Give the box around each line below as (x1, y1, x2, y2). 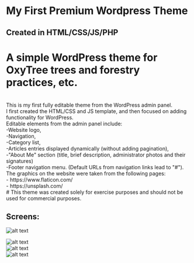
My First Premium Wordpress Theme (6, 4, 188, 18)
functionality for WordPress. (6, 114, 74, 121)
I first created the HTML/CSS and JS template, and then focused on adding (6, 107, 187, 115)
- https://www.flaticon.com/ (6, 176, 73, 183)
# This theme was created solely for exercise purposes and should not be (6, 189, 183, 196)
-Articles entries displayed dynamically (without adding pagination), (6, 145, 169, 152)
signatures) (6, 157, 34, 165)
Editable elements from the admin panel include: (6, 120, 123, 127)
